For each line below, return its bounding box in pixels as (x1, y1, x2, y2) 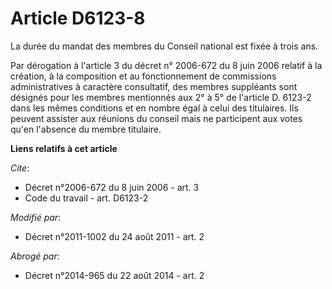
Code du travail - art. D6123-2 (24, 192, 149, 204)
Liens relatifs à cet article (10, 142, 118, 154)
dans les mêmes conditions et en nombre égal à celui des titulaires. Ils (10, 102, 299, 114)
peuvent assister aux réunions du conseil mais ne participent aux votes (10, 112, 303, 124)
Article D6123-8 (10, 7, 146, 30)
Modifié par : (10, 211, 62, 223)
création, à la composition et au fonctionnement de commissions (10, 70, 277, 82)
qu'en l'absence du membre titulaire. (10, 123, 162, 135)
